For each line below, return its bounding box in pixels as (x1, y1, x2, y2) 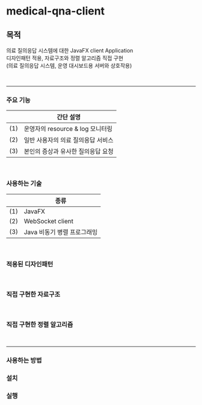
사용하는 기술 (6, 179, 42, 188)
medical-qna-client (6, 4, 105, 18)
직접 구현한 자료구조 (6, 290, 61, 298)
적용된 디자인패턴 (6, 260, 54, 268)
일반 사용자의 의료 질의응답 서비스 (23, 136, 114, 144)
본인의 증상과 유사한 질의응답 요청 (23, 147, 114, 156)
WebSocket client (23, 217, 74, 225)
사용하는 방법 (6, 356, 42, 365)
